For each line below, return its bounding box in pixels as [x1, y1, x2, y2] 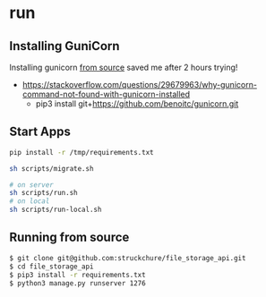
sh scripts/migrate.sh [9, 164, 94, 173]
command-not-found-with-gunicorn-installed [21, 89, 191, 99]
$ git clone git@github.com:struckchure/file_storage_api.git [9, 253, 246, 262]
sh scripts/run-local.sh [9, 205, 102, 215]
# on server [9, 180, 54, 190]
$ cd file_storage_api [9, 262, 94, 271]
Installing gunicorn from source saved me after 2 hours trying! [9, 62, 238, 72]
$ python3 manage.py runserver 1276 [9, 278, 146, 288]
